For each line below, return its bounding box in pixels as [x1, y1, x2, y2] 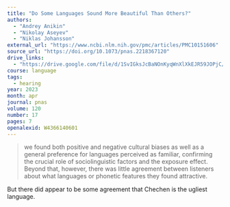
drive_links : [7, 55, 44, 61]
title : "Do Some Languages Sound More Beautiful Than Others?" [7, 10, 192, 17]
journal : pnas [7, 99, 48, 106]
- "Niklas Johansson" [13, 36, 75, 42]
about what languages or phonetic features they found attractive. [23, 172, 208, 180]
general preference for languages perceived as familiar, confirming [23, 150, 213, 158]
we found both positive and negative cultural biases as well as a [23, 143, 204, 151]
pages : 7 [7, 118, 32, 125]
